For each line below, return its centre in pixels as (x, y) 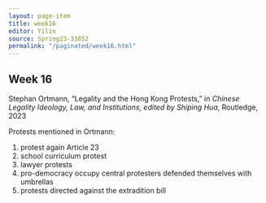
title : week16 (33, 24)
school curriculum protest (63, 156)
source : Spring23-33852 (49, 39)
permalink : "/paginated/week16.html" (72, 46)
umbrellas (37, 181)
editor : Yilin (33, 31)
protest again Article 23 (60, 147)
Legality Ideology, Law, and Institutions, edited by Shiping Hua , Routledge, (133, 107)
